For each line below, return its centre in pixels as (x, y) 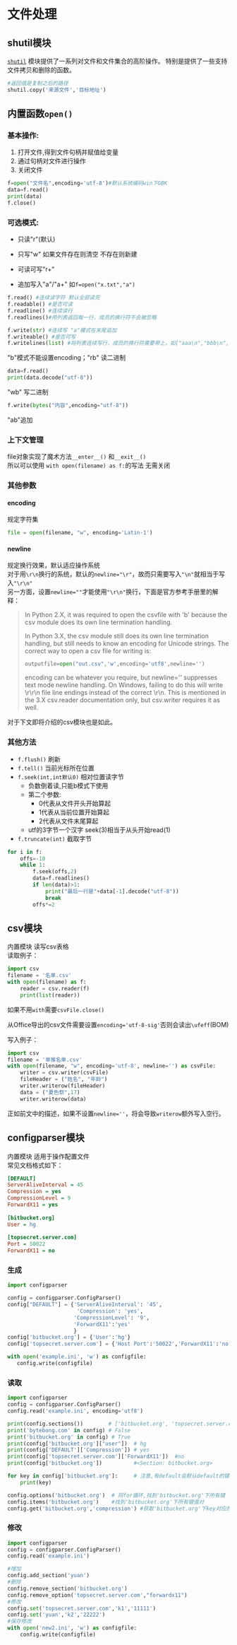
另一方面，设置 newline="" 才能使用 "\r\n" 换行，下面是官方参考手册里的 (110, 592)
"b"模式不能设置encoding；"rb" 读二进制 (66, 358)
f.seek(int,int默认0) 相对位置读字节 (71, 777)
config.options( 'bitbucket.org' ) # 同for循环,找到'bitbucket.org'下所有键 (116, 1495)
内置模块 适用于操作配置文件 (48, 1156)
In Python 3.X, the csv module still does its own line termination (117, 636)
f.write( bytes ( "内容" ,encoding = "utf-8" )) (68, 406)
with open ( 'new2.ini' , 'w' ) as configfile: (72, 1628)
